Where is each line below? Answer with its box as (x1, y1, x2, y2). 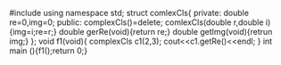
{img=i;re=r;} (9, 27, 58, 37)
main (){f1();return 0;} (9, 45, 87, 56)
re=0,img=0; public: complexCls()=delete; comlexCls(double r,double (9, 17, 264, 28)
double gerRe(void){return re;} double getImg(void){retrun (58, 27, 273, 37)
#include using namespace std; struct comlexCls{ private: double (9, 8, 250, 18)
